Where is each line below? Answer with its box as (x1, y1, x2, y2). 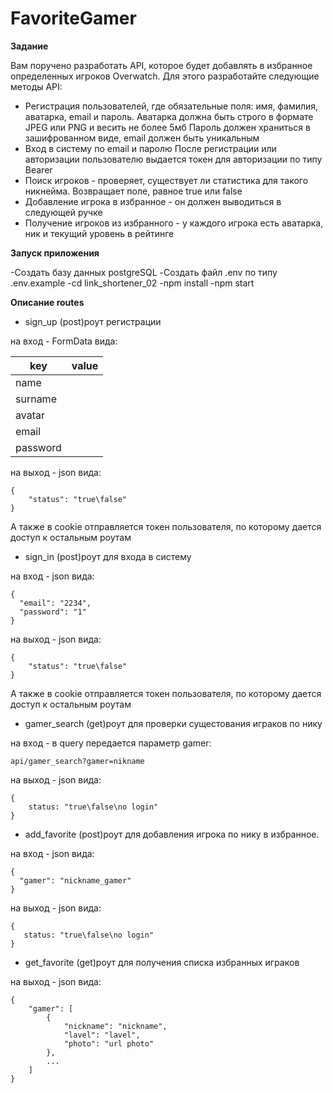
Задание (10, 40, 49, 52)
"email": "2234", (19, 598, 92, 608)
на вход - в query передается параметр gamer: (10, 737, 212, 749)
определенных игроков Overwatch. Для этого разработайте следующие (10, 70, 320, 82)
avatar (15, 408, 45, 422)
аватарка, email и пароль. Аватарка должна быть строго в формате (24, 110, 314, 122)
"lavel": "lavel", (63, 1030, 141, 1040)
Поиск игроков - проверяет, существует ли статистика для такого (24, 174, 309, 186)
